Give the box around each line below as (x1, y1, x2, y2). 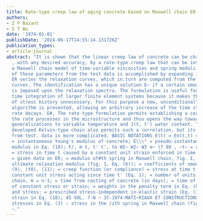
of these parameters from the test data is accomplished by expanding (11, 71, 193, 77)
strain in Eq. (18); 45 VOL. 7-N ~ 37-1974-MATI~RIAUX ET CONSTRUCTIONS (11, 194, 199, 200)
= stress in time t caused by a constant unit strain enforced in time (11, 150, 196, 156)
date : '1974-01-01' (6, 31, 56, 38)
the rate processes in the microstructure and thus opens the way (11, 116, 182, 122)
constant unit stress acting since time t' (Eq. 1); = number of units (11, 172, 196, 179)
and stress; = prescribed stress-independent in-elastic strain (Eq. (11, 189, 190, 195)
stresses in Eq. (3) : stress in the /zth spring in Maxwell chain (11, 200, 185, 206)
